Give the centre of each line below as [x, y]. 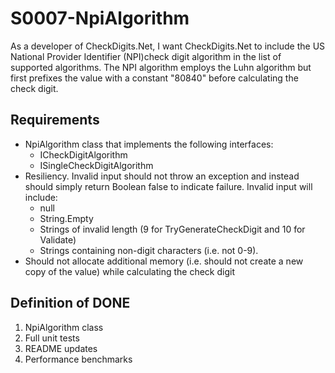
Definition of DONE [70, 303]
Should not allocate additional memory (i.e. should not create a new [164, 261]
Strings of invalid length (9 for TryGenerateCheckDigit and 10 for [172, 229]
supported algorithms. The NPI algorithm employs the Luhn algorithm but [161, 67]
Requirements [55, 120]
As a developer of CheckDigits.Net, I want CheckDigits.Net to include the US [168, 46]
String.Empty [66, 218]
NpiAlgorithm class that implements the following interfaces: [149, 144]
